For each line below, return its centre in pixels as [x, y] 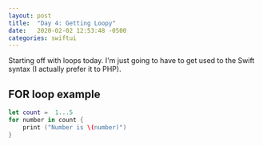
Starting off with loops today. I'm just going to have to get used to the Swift [131, 61]
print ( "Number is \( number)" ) [75, 127]
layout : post [30, 16]
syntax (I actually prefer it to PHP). [65, 69]
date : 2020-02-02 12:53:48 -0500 [68, 30]
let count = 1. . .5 [41, 112]
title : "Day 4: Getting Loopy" [62, 23]
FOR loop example [54, 94]
